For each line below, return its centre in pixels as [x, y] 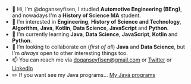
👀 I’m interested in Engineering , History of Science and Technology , [96, 22]
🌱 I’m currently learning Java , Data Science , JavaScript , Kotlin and [95, 34]
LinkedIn [22, 68]
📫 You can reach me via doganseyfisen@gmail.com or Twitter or [92, 60]
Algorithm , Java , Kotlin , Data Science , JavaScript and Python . [90, 28]
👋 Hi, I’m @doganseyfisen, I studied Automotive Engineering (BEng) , [97, 9]
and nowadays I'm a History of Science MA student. [76, 15]
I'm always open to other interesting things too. [70, 53]
